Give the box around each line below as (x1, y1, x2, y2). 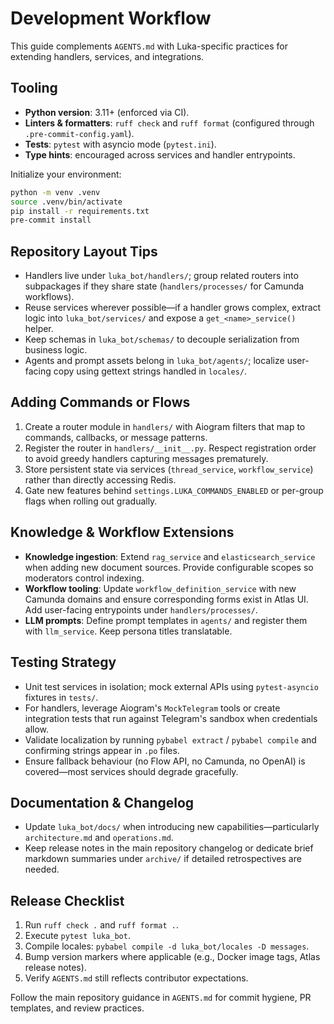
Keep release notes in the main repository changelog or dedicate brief (24, 842, 314, 854)
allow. (24, 723, 50, 735)
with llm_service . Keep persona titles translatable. (24, 625, 233, 637)
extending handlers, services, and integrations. (10, 50, 205, 62)
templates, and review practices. (10, 1002, 145, 1014)
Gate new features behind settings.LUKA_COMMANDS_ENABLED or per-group (24, 484, 324, 496)
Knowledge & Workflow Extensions (10, 524, 235, 541)
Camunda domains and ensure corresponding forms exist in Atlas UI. (24, 593, 309, 605)
